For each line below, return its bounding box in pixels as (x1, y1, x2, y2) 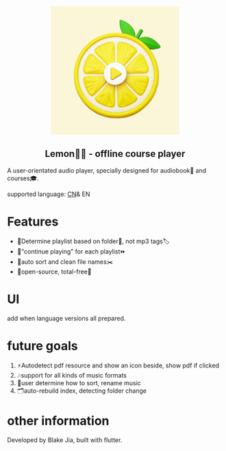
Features (7, 214, 59, 229)
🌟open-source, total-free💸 (16, 267, 92, 276)
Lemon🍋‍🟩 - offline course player (45, 148, 186, 160)
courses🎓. (7, 174, 39, 182)
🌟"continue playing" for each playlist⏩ (16, 247, 126, 256)
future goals (7, 338, 78, 354)
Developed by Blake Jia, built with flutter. (7, 435, 123, 444)
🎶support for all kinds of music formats (16, 371, 127, 379)
